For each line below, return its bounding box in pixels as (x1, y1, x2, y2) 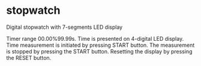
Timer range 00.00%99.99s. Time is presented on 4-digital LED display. (6, 35, 184, 42)
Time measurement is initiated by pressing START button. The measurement (6, 41, 195, 49)
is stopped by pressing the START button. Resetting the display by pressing (6, 47, 193, 55)
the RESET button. (6, 54, 52, 61)
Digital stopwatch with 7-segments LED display (6, 23, 123, 31)
